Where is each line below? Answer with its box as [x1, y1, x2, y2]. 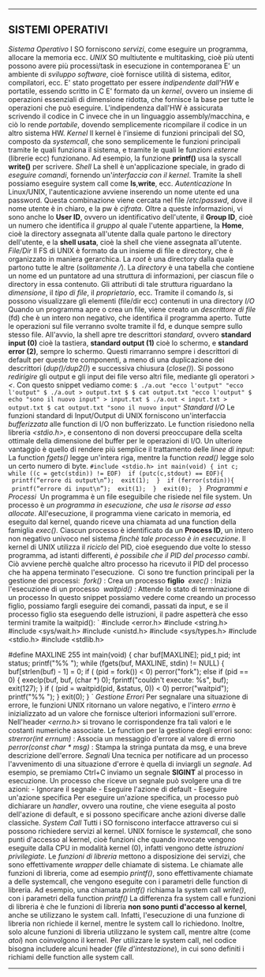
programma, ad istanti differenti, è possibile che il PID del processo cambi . [8, 550, 250, 560]
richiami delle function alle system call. [8, 952, 134, 961]
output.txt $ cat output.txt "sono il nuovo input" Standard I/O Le [8, 402, 235, 412]
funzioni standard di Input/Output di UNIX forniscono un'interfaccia [8, 410, 226, 420]
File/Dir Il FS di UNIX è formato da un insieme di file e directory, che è [8, 246, 234, 255]
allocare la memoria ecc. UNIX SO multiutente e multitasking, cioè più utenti [8, 52, 255, 62]
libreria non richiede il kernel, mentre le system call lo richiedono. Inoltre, [8, 919, 244, 928]
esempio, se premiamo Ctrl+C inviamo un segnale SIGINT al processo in [8, 768, 243, 777]
